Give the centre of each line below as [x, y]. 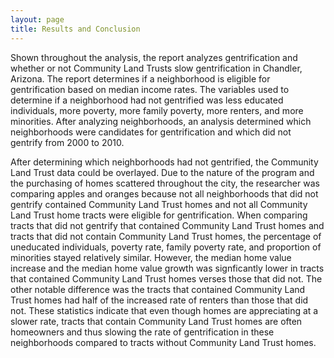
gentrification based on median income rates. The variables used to [150, 89]
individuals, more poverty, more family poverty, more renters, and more [157, 110]
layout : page [37, 19]
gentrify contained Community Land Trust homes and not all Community [159, 204]
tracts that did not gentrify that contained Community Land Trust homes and [167, 225]
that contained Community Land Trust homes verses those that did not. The [166, 278]
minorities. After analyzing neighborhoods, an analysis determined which [161, 121]
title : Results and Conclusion [75, 29]
